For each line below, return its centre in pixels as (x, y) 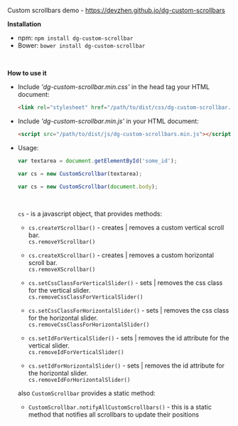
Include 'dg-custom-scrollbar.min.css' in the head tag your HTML (114, 87)
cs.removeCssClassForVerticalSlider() (86, 297)
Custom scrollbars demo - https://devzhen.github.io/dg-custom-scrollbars (116, 10)
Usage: (28, 147)
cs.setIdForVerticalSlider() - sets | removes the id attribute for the (129, 338)
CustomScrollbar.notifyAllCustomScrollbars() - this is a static (120, 407)
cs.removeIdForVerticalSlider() (76, 353)
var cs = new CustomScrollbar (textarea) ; (80, 174)
